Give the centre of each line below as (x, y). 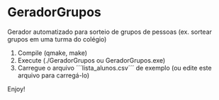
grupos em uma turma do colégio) (57, 39)
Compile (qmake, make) (52, 53)
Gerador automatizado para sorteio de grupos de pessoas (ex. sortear (110, 32)
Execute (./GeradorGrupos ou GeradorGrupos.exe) (91, 60)
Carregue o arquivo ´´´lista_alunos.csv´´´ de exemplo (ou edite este (114, 68)
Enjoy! (17, 89)
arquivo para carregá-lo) (54, 75)
